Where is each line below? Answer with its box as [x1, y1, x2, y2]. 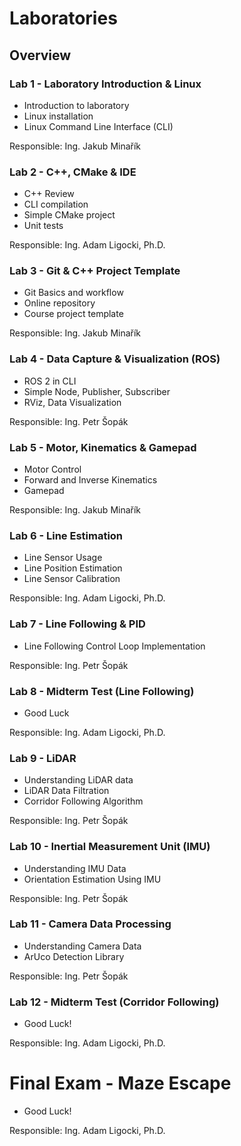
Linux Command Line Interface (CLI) [23, 120, 174, 132]
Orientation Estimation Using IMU [23, 873, 162, 885]
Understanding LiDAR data [23, 774, 134, 786]
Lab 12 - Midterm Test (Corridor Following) [9, 995, 220, 1009]
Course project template [23, 308, 124, 320]
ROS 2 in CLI [23, 375, 77, 387]
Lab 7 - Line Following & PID [9, 617, 146, 631]
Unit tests [23, 220, 64, 232]
